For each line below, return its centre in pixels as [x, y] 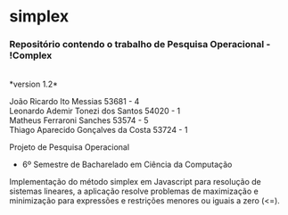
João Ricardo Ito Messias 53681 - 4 [74, 102]
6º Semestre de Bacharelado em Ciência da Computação [127, 165]
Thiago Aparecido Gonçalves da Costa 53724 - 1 [99, 130]
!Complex [31, 55]
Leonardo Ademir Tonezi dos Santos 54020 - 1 [95, 111]
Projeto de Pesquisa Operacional [70, 147]
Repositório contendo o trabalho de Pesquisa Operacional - [140, 45]
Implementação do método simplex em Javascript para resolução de [135, 182]
